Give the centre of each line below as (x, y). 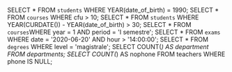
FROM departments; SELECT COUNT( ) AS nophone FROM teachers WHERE (116, 54)
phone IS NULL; (30, 61)
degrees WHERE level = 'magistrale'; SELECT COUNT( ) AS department (108, 47)
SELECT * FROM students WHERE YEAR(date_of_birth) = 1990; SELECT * (113, 10)
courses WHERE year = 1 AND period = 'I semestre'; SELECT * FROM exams (114, 32)
